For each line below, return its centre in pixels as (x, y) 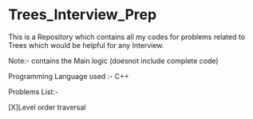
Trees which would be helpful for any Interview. (86, 45)
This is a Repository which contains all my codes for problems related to (127, 37)
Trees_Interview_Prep (83, 15)
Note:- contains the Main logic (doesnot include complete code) (113, 61)
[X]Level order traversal (47, 107)
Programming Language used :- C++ (69, 76)
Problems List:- (33, 91)
